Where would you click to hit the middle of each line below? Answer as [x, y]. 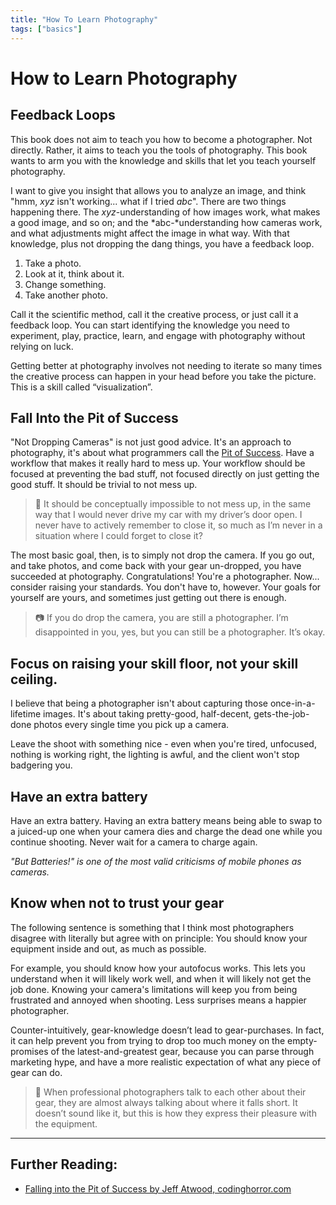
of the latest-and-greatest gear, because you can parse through [182, 1051]
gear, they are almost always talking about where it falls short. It [166, 1102]
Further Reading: [64, 1164]
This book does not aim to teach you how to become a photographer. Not [161, 139]
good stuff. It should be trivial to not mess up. [104, 485]
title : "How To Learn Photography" [84, 19]
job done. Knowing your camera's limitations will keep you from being [154, 989]
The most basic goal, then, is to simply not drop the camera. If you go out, [162, 555]
